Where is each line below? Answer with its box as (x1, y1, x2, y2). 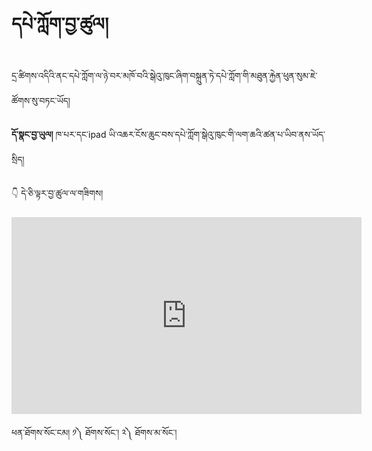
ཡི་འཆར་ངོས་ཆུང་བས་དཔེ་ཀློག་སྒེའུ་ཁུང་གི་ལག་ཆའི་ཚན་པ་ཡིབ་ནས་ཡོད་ (108, 128, 326, 140)
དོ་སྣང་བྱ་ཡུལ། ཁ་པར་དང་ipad (11, 128, 107, 140)
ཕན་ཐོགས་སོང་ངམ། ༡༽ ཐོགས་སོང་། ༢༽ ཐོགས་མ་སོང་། (11, 426, 178, 438)
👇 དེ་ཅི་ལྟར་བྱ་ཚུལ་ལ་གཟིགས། (11, 187, 104, 199)
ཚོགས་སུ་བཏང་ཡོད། (11, 94, 71, 106)
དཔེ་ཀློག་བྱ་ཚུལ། (11, 13, 109, 36)
